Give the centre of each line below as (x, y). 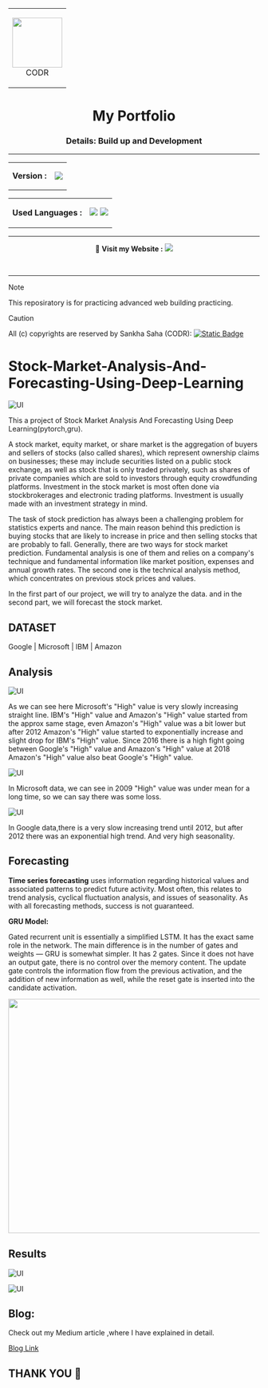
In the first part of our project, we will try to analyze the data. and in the (125, 594)
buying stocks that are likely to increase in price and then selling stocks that (133, 536)
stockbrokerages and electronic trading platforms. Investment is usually (126, 495)
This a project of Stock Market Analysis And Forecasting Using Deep (121, 420)
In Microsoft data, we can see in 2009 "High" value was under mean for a (129, 788)
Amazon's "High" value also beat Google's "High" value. (101, 758)
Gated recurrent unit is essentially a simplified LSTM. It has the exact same (131, 937)
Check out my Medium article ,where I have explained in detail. (112, 1333)
